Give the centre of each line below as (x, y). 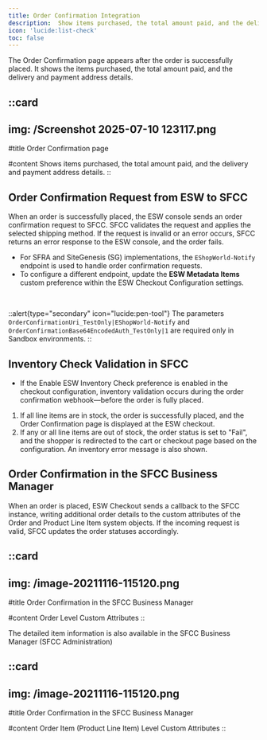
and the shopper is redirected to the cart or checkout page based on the (138, 441)
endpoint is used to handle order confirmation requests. (111, 266)
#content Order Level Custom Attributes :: (77, 618)
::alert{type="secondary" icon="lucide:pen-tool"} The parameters (116, 314)
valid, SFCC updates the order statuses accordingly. (93, 531)
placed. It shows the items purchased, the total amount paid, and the (120, 69)
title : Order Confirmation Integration (74, 16)
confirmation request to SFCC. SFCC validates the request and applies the (130, 225)
